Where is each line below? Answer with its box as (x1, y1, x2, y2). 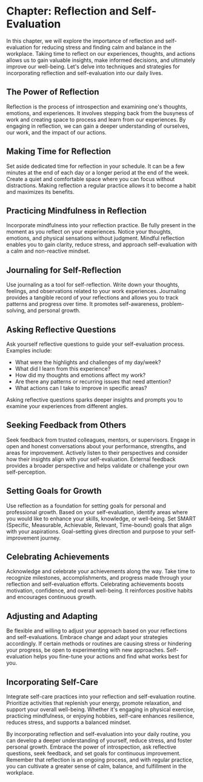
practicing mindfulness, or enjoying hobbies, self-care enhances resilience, (6, 712, 195, 720)
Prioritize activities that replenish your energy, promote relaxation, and (6, 700, 182, 707)
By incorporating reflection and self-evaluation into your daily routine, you (6, 731, 191, 738)
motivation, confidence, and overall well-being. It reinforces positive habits (6, 587, 193, 594)
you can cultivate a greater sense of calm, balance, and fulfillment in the (6, 763, 187, 770)
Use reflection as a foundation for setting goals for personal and (6, 502, 167, 509)
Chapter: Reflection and (6, 4, 129, 18)
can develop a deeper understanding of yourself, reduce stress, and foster (6, 737, 193, 744)
